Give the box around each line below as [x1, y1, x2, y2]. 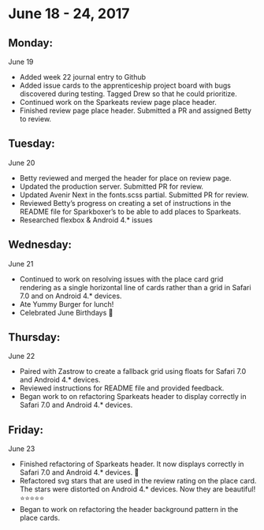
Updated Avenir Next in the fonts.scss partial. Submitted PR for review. [19, 190, 249, 200]
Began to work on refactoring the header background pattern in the [19, 505, 239, 514]
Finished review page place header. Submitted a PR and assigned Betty [19, 106, 252, 115]
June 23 [8, 444, 35, 453]
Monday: [8, 36, 54, 50]
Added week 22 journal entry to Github [19, 73, 147, 81]
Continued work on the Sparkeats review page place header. [19, 98, 217, 106]
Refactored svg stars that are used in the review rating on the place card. [19, 476, 257, 486]
